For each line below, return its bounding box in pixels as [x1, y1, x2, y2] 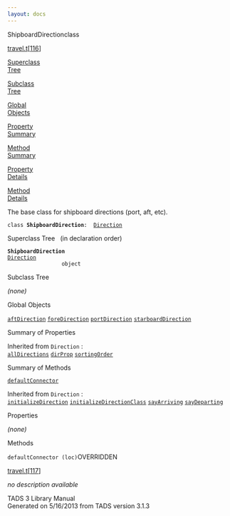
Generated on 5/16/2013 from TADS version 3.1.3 [7, 501, 150, 510]
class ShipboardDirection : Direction [7, 221, 122, 228]
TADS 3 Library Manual [7, 494, 75, 502]
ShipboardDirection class [7, 30, 80, 39]
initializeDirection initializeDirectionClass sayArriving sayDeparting [7, 398, 224, 405]
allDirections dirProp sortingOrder [7, 350, 113, 358]
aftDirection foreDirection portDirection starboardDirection [7, 315, 192, 323]
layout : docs [7, 10, 46, 18]
